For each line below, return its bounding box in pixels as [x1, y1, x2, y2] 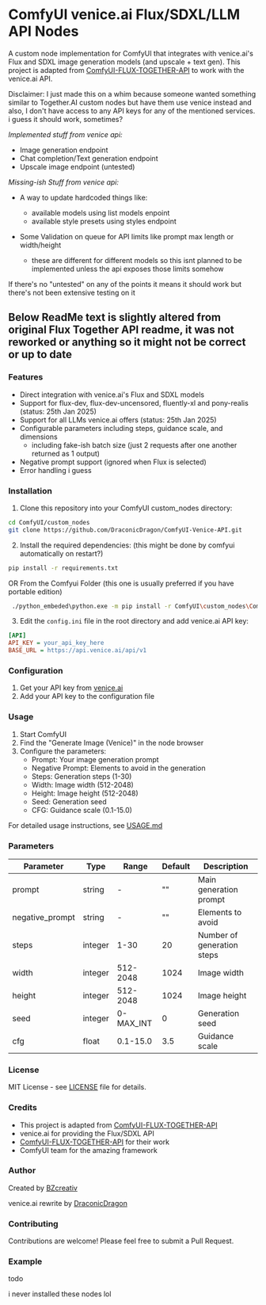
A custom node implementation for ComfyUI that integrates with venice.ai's [8, 48, 253, 58]
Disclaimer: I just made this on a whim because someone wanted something [8, 89, 256, 98]
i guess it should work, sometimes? [8, 114, 123, 124]
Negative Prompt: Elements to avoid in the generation [31, 763, 206, 773]
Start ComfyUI [19, 729, 67, 738]
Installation [8, 485, 53, 496]
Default [161, 860, 191, 872]
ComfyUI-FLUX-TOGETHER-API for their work [19, 1137, 170, 1147]
